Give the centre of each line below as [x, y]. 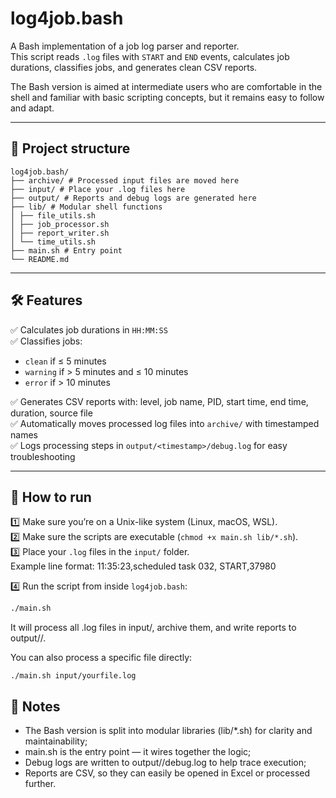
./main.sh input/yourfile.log [73, 676]
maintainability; [56, 741]
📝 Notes [35, 706]
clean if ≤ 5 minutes [65, 361]
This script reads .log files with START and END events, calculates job [150, 56]
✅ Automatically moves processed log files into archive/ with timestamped [165, 423]
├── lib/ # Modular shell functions [86, 207]
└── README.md [40, 259]
